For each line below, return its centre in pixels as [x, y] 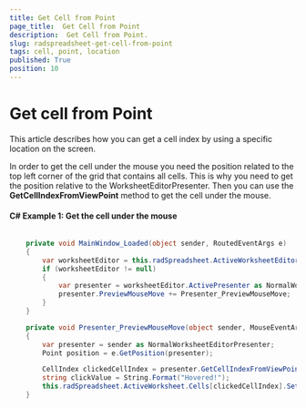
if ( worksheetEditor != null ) [99, 269]
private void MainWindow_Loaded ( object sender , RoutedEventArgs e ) [156, 244]
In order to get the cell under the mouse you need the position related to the [152, 166]
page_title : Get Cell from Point [75, 26]
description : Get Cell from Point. [79, 35]
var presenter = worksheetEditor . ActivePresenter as [160, 286]
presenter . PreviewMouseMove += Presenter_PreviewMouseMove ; [174, 294]
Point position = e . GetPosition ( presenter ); [128, 353]
